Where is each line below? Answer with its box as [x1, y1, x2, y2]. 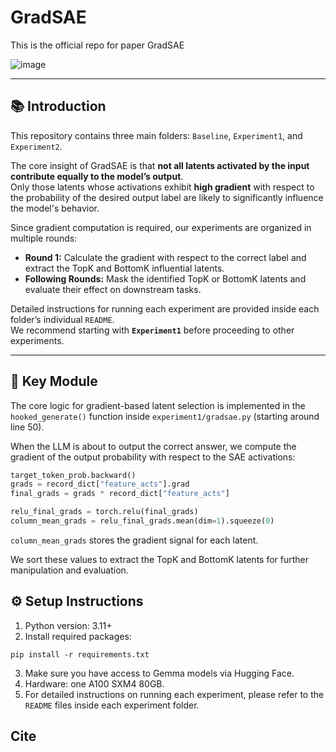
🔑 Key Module [10, 373, 98, 390]
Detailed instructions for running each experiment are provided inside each [10, 302, 320, 315]
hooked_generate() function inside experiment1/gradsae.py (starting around [10, 410, 320, 422]
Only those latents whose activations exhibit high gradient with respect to [10, 181, 315, 193]
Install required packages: [24, 630, 132, 642]
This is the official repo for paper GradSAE [10, 39, 185, 51]
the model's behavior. [10, 202, 100, 214]
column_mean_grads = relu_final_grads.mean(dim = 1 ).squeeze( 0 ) [10, 516, 275, 526]
